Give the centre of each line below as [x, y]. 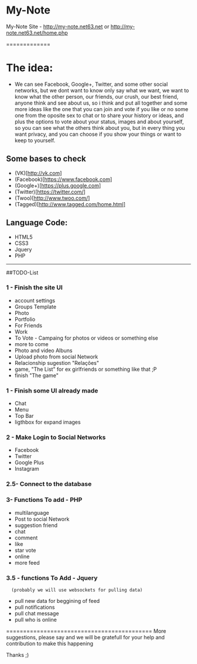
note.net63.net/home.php [37, 32]
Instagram [27, 469]
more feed [27, 562]
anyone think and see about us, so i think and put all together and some [101, 103]
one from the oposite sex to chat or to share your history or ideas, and [99, 115]
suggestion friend [36, 525]
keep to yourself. [35, 140]
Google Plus [29, 462]
